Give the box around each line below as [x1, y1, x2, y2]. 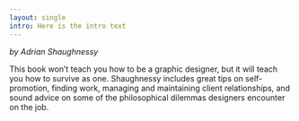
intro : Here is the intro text [9, 22, 127, 30]
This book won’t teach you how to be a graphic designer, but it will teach [9, 64, 278, 74]
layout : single [9, 13, 66, 22]
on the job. [9, 101, 49, 112]
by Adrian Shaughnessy [9, 46, 99, 56]
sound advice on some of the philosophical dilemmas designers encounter [9, 91, 286, 103]
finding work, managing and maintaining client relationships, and [51, 82, 290, 93]
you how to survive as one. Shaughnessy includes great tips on [9, 73, 244, 83]
